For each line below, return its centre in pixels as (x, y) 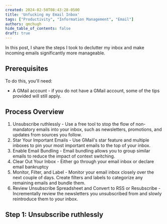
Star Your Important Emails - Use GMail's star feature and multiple (81, 140)
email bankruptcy (30, 167)
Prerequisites (27, 69)
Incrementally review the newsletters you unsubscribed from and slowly (87, 193)
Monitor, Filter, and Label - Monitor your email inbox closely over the (83, 172)
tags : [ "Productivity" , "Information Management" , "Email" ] (70, 19)
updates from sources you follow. (47, 134)
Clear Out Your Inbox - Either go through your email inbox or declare (83, 161)
